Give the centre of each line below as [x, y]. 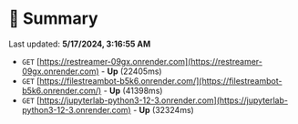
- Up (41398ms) [133, 90]
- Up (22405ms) [131, 71]
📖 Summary [53, 19]
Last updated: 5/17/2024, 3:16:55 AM [80, 44]
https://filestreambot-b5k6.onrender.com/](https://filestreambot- [161, 80]
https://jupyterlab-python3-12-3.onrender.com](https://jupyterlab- [164, 100]
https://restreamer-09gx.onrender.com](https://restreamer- [151, 61]
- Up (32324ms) [164, 109]
